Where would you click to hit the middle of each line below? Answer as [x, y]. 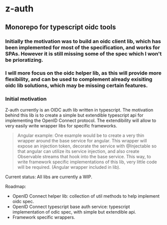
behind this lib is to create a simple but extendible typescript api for [74, 115]
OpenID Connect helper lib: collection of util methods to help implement [86, 196]
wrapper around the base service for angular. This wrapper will [82, 140]
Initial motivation [26, 99]
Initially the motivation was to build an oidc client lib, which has [83, 41]
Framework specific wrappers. [44, 217]
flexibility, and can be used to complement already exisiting [79, 79]
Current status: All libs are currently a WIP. [49, 177]
